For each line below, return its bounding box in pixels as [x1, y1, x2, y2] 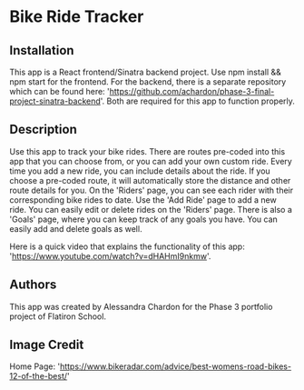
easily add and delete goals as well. [9, 223, 142, 234]
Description [9, 122, 77, 137]
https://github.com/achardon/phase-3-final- [109, 86, 275, 96]
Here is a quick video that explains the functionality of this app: [9, 241, 245, 252]
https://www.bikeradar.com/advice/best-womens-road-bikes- [59, 361, 292, 372]
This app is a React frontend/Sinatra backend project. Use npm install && [9, 66, 281, 77]
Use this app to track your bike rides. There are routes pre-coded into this [9, 145, 286, 156]
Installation [9, 43, 74, 58]
